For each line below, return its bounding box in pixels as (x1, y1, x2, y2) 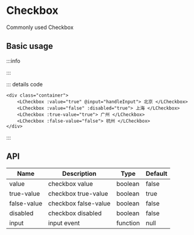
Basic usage (6, 41, 53, 51)
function (116, 219, 140, 227)
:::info (6, 57, 20, 64)
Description (62, 169, 97, 178)
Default (145, 169, 167, 178)
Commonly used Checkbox (6, 24, 74, 31)
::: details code (6, 80, 43, 88)
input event (48, 219, 80, 227)
